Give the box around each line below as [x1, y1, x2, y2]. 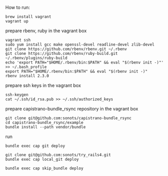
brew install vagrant [5, 14, 52, 19]
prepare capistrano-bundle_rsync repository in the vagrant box [5, 106, 138, 112]
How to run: [5, 5, 30, 10]
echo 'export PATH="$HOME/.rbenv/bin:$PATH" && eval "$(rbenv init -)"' [5, 60, 164, 65]
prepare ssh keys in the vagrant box [5, 82, 81, 89]
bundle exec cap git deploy [5, 143, 66, 148]
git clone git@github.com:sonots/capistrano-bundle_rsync [5, 116, 132, 121]
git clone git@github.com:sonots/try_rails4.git [5, 152, 111, 158]
